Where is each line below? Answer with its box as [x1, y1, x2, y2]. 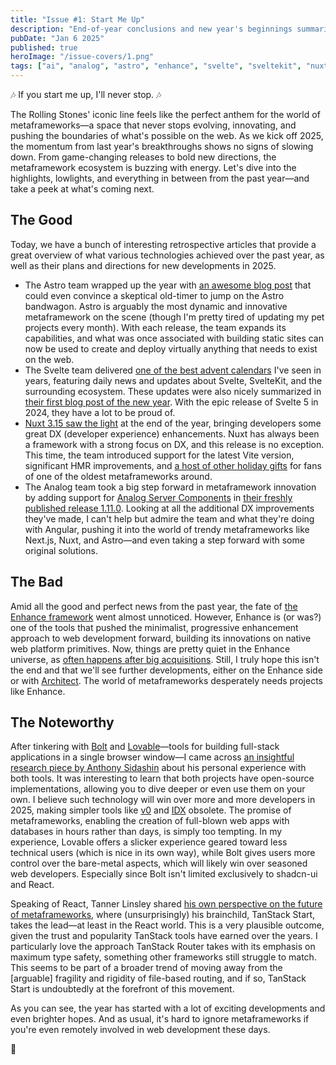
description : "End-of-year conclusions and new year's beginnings [10, 24, 293, 34]
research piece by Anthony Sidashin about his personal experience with [10, 762, 307, 774]
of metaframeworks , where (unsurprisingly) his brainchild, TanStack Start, [10, 909, 316, 921]
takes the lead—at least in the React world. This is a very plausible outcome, [10, 919, 325, 931]
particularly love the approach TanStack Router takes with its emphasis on [10, 941, 316, 953]
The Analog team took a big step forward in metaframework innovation [24, 481, 317, 493]
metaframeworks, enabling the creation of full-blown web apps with [10, 815, 290, 827]
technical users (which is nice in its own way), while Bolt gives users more [10, 847, 316, 859]
